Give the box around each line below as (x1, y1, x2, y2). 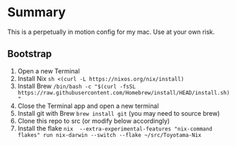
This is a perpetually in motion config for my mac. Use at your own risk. (7, 28, 216, 36)
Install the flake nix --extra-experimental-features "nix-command (17, 124, 213, 133)
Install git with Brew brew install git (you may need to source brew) (17, 109, 220, 117)
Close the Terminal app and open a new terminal (17, 102, 159, 110)
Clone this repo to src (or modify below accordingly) (17, 116, 170, 125)
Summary (7, 4, 66, 20)
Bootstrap (7, 48, 52, 60)
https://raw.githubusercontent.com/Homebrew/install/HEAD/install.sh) (17, 89, 230, 96)
